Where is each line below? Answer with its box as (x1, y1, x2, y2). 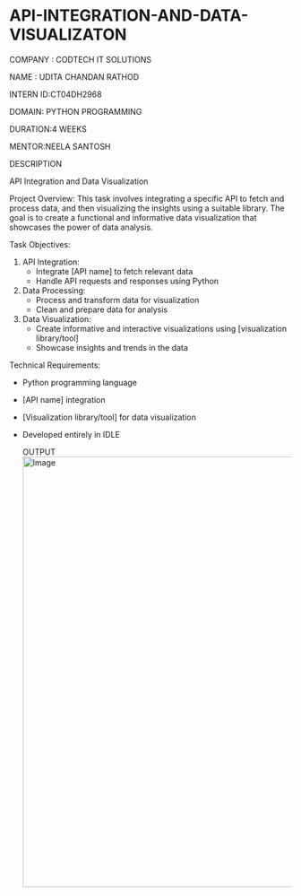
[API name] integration (21, 394, 106, 405)
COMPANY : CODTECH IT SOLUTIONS (9, 54, 152, 65)
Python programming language (21, 377, 137, 387)
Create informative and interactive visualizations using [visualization (35, 323, 288, 334)
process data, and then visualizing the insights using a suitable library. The (9, 203, 285, 213)
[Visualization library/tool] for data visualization (21, 412, 197, 422)
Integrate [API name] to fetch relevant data (35, 265, 193, 276)
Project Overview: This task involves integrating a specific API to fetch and (9, 193, 285, 204)
